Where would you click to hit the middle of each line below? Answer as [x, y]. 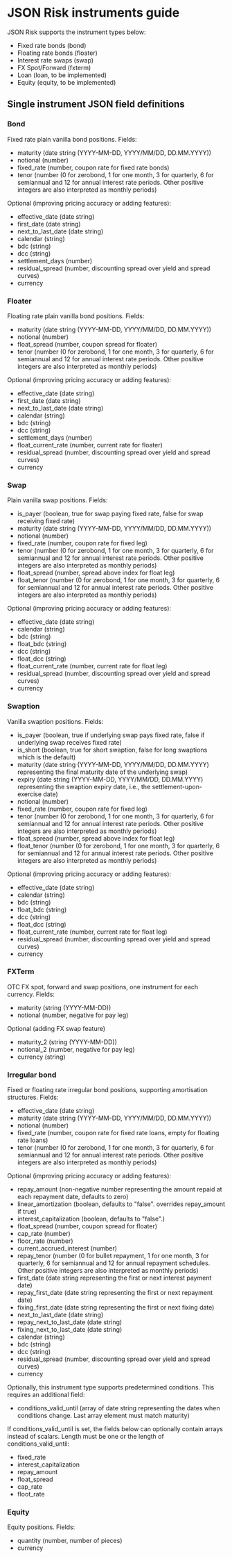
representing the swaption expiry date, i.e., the [84, 786]
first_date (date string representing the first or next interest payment [114, 1278]
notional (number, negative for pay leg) [73, 1015]
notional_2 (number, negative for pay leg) [76, 1049]
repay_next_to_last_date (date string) [70, 1322]
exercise [29, 794]
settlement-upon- [177, 786]
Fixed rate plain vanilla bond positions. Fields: [72, 139]
